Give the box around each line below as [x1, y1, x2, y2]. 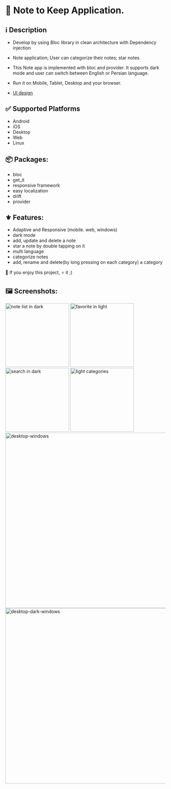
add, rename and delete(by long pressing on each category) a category [12, 259, 163, 265]
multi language [12, 249, 44, 255]
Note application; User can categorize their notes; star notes [12, 55, 140, 61]
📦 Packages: [5, 155, 48, 164]
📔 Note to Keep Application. [5, 5, 125, 16]
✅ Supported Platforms [5, 105, 80, 113]
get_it [12, 177, 24, 183]
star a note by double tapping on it [12, 243, 85, 249]
